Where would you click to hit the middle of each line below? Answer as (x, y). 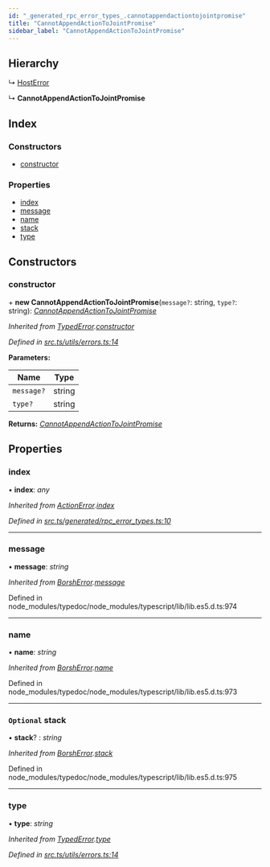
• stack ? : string (35, 738)
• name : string (33, 652)
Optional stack (37, 721)
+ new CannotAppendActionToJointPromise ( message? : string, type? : (123, 302)
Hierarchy (34, 63)
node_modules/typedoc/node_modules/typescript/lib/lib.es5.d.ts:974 (123, 606)
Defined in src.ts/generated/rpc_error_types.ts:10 (90, 520)
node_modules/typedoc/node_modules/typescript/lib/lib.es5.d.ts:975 (123, 778)
